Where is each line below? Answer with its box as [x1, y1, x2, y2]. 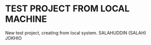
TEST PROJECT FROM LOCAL [5, 3, 130, 14]
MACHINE [5, 13, 47, 25]
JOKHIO [5, 35, 22, 41]
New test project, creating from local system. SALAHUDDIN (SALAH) [5, 30, 147, 36]
